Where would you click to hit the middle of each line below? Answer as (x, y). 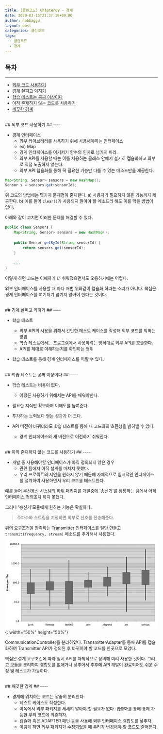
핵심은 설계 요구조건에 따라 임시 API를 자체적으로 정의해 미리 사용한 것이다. (76, 658)
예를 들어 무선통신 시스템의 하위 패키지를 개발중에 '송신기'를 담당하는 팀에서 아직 (81, 491)
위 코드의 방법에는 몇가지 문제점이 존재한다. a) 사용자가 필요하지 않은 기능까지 (78, 195)
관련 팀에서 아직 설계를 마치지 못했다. (54, 468)
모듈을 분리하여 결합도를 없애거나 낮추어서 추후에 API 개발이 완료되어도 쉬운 (81, 665)
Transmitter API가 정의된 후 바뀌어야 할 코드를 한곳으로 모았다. (77, 648)
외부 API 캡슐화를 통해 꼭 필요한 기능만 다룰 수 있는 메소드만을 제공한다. (87, 170)
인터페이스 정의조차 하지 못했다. (35, 497)
